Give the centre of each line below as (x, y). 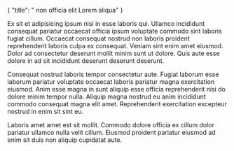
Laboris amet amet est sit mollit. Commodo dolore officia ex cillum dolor (111, 125)
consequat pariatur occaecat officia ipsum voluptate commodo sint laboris (115, 31)
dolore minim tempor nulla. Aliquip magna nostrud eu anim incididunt (107, 96)
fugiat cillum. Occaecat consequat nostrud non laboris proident (99, 38)
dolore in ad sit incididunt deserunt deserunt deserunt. (86, 61)
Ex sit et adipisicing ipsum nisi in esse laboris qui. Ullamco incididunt (106, 23)
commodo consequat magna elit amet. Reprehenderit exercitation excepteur (117, 104)
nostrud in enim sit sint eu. (46, 112)
